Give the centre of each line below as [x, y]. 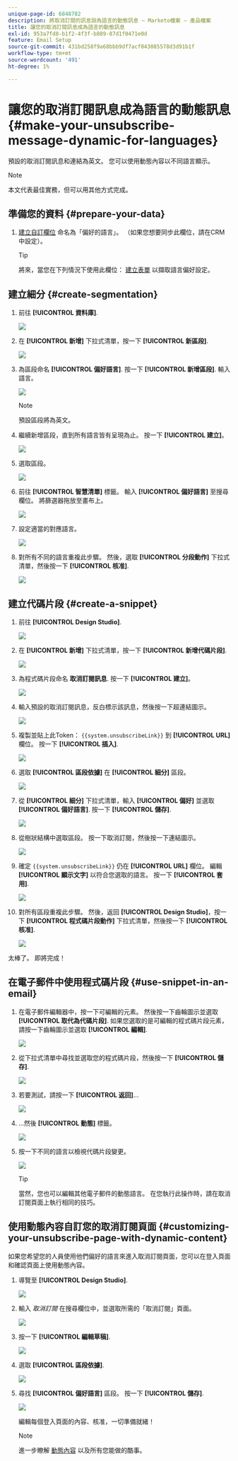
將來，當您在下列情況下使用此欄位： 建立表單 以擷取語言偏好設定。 [116, 270]
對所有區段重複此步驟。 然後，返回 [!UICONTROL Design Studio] [113, 912]
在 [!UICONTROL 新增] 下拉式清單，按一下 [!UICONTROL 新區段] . [113, 341]
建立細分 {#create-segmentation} [83, 294]
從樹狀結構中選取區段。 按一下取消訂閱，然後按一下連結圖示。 [109, 838]
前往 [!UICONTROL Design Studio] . [70, 622]
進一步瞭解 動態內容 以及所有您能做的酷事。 [82, 1450]
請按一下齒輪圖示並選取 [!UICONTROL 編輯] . [83, 1029]
